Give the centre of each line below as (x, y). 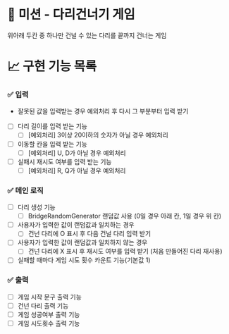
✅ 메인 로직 (25, 190)
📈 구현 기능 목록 (52, 67)
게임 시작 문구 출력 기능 (50, 297)
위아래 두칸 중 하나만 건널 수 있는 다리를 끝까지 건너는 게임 (87, 35)
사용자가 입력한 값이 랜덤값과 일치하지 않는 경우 (82, 242)
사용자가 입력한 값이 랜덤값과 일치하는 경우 (76, 225)
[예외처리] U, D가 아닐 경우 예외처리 (77, 153)
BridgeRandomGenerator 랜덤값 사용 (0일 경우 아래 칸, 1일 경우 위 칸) (125, 216)
